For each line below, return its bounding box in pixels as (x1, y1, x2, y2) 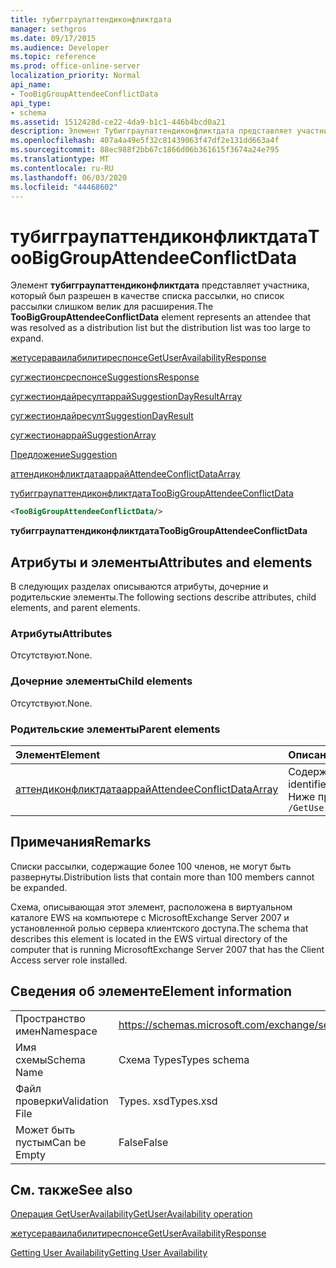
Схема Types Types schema (118, 1052, 250, 1066)
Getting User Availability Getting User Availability (10, 1247, 208, 1259)
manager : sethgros (10, 24, 87, 34)
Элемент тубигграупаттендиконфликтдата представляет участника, (10, 279, 310, 291)
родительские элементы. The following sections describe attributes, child (10, 591, 317, 603)
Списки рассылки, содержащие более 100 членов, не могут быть (10, 860, 292, 872)
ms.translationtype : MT (10, 154, 110, 164)
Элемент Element (15, 747, 101, 761)
